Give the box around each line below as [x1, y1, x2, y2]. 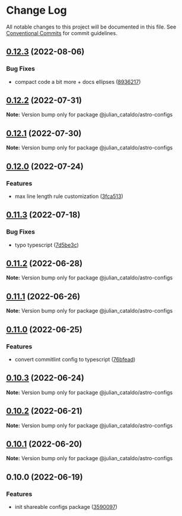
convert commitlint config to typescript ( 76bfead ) [14, 355, 136, 363]
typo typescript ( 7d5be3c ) [14, 241, 79, 248]
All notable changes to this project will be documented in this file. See [6, 23, 177, 30]
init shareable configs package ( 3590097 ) [14, 504, 117, 511]
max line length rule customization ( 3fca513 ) [14, 193, 123, 200]
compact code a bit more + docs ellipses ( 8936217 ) [14, 78, 141, 85]
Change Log [6, 4, 67, 17]
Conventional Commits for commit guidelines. [6, 29, 117, 36]
